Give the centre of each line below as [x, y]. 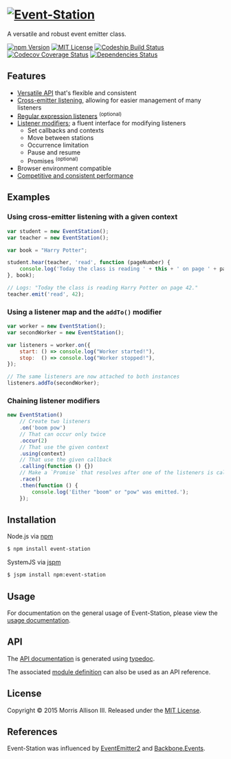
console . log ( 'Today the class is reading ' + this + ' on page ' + [118, 269]
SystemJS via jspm [34, 563]
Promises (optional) [53, 161]
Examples [29, 198]
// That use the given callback [66, 460]
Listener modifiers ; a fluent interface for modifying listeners [101, 123]
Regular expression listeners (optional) [69, 115]
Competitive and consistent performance [75, 176]
